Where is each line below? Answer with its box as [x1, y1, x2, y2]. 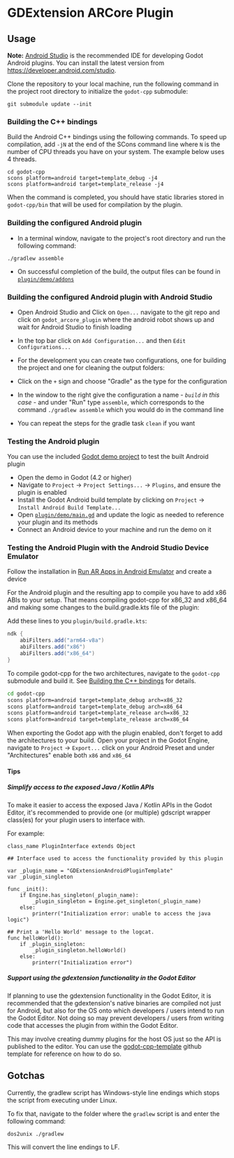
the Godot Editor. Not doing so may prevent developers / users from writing [7, 1013, 224, 1022]
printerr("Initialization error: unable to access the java [32, 910, 211, 917]
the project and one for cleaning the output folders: [17, 363, 166, 372]
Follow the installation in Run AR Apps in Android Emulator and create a [7, 567, 212, 576]
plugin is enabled [17, 488, 67, 497]
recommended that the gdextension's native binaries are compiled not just [7, 998, 221, 1007]
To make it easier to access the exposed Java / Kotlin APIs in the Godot [7, 800, 212, 809]
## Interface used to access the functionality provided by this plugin [7, 855, 224, 862]
